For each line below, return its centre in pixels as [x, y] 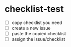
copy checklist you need [37, 23]
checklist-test [34, 9]
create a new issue [31, 28]
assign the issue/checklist [38, 39]
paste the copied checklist [39, 34]
